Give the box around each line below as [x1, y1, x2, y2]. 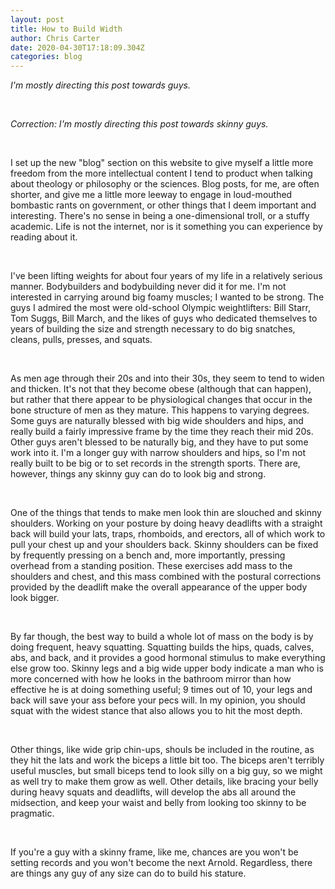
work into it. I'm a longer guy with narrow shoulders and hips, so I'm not [10, 447, 307, 459]
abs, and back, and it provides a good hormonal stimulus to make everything [10, 652, 326, 664]
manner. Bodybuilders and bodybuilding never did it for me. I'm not [10, 281, 287, 293]
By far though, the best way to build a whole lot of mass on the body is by [10, 631, 314, 643]
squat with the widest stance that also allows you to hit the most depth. [10, 705, 303, 717]
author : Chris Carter [10, 33, 101, 43]
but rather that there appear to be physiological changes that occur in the [10, 394, 313, 406]
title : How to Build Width [10, 24, 123, 34]
